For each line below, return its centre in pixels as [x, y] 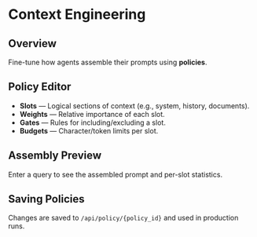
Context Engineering [77, 15]
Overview [33, 44]
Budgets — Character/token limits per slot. [89, 130]
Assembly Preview [55, 156]
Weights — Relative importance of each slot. [92, 114]
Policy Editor [40, 87]
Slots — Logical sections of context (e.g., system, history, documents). [134, 106]
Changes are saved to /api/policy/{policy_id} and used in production [123, 218]
